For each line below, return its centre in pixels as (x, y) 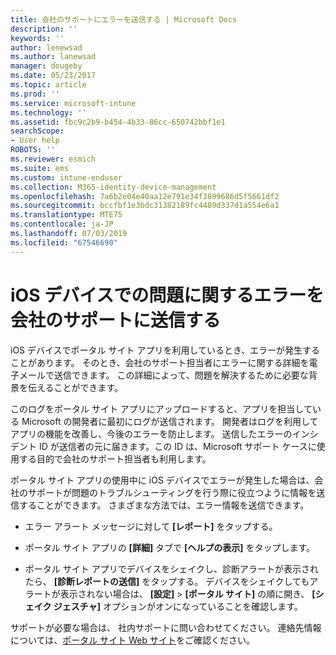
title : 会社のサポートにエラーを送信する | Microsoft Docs (124, 19)
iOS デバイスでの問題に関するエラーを (167, 295)
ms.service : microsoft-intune (73, 103)
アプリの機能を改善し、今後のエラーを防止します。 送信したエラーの (151, 433)
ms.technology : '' (48, 112)
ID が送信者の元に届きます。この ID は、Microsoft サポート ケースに (177, 446)
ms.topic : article (48, 85)
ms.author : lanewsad (53, 57)
